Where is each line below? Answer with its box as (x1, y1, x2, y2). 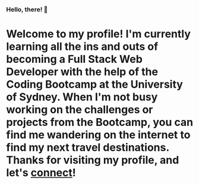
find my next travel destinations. (6, 141, 169, 154)
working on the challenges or (6, 103, 153, 116)
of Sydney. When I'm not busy (6, 90, 158, 104)
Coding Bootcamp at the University (6, 78, 183, 91)
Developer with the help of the (6, 65, 159, 79)
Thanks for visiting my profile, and (6, 154, 179, 167)
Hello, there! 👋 (6, 5, 48, 14)
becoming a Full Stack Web (6, 53, 143, 66)
